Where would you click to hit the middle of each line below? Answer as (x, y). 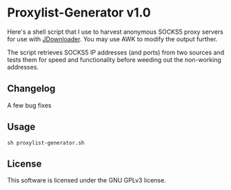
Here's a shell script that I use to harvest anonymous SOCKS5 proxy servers (115, 32)
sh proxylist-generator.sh (46, 142)
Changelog (31, 88)
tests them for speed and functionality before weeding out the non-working (114, 59)
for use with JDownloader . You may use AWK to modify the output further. (112, 39)
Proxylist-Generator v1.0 (79, 13)
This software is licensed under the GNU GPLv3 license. (87, 180)
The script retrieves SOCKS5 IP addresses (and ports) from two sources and (116, 52)
